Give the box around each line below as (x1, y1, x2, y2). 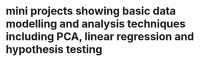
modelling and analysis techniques (5, 17, 186, 31)
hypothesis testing (5, 43, 103, 57)
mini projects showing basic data (5, 4, 176, 18)
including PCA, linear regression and (5, 30, 195, 43)
